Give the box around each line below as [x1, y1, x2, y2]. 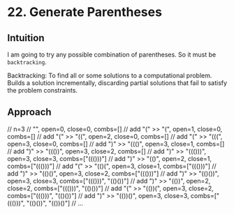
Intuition [7, 32, 45, 44]
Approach [7, 106, 52, 119]
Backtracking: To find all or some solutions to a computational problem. [7, 71, 212, 79]
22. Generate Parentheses [7, 4, 163, 20]
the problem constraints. [7, 86, 78, 94]
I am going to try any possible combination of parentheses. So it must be [7, 50, 217, 59]
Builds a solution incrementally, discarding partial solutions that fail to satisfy [7, 79, 228, 87]
